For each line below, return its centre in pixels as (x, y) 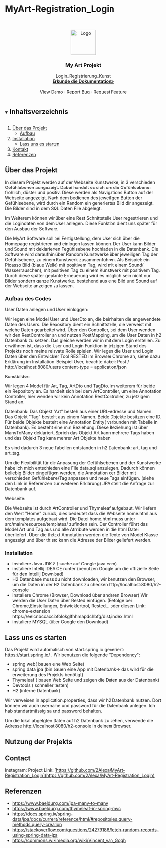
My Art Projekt (83, 65)
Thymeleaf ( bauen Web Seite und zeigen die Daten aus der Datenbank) (86, 680)
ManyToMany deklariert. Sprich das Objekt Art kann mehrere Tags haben (80, 433)
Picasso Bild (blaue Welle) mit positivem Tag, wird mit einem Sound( (74, 265)
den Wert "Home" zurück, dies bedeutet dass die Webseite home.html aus (81, 514)
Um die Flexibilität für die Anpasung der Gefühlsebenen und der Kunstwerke (83, 463)
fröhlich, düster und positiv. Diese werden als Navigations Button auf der (79, 192)
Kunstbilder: (17, 377)
